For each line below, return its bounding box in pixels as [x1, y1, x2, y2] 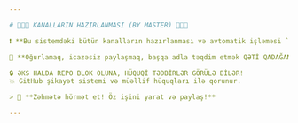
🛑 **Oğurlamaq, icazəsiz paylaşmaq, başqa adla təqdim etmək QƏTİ [9, 52, 260, 62]
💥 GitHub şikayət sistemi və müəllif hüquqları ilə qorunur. [9, 77, 242, 86]
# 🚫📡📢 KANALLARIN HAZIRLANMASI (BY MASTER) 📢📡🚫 [9, 20, 189, 29]
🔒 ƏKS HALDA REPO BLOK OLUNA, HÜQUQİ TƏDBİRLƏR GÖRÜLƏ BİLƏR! [9, 68, 244, 78]
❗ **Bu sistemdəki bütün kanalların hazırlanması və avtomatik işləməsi [9, 36, 282, 45]
